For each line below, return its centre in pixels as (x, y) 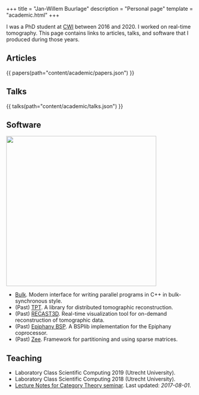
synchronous (31, 301)
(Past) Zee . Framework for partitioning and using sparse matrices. (96, 339)
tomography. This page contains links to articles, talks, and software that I (97, 33)
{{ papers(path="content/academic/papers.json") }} (70, 73)
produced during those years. (43, 39)
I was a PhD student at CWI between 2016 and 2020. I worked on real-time (99, 27)
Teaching (24, 358)
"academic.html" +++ (33, 15)
